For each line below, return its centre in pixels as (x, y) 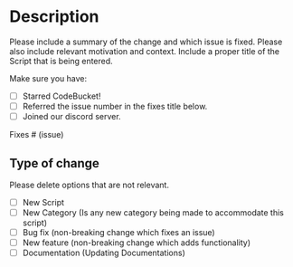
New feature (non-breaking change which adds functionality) (137, 243)
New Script (43, 202)
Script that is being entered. (61, 61)
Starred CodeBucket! (61, 96)
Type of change (54, 163)
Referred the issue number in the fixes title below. (115, 106)
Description (54, 17)
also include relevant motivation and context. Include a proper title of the (145, 51)
